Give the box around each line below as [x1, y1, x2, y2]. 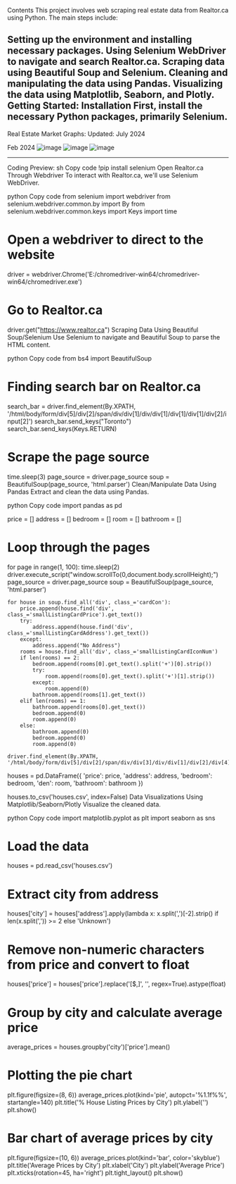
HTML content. [7, 340, 51, 349]
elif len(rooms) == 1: [20, 697, 86, 704]
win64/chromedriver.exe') [7, 278, 83, 286]
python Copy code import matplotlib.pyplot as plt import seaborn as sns [7, 814, 216, 822]
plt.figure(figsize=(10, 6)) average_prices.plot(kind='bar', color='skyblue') [7, 1154, 221, 1162]
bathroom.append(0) [32, 728, 90, 735]
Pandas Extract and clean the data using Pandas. [7, 487, 150, 496]
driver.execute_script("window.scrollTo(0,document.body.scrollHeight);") [7, 570, 219, 578]
